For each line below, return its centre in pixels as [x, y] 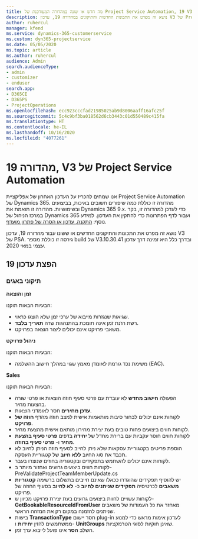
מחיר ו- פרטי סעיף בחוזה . [44, 442]
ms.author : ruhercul [32, 56]
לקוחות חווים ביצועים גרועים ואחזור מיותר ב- [63, 467]
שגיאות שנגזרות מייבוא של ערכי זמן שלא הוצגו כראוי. [72, 317]
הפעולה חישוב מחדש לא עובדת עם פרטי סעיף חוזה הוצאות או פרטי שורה [95, 398]
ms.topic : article [29, 50]
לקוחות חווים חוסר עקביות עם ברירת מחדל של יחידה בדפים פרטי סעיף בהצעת [102, 436]
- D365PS [17, 99]
